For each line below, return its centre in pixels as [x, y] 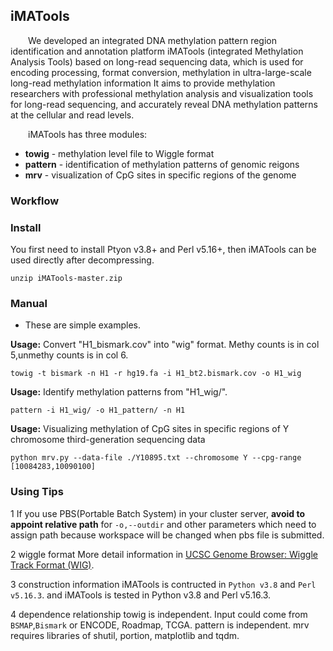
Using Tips [37, 492]
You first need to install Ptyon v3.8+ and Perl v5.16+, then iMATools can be [163, 250]
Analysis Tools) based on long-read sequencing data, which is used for [157, 61]
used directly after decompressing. [82, 260]
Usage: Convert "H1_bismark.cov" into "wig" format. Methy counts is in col [165, 345]
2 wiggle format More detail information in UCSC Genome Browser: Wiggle [164, 554]
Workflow [35, 201]
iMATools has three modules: [88, 134]
